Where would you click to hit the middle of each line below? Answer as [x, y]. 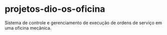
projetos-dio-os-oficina [55, 9]
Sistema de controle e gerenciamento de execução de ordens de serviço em [83, 23]
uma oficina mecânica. [28, 28]
